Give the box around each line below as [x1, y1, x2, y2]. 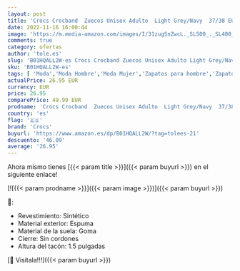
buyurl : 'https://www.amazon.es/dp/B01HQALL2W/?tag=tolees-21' [7, 130, 200, 137]
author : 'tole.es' [7, 51, 62, 58]
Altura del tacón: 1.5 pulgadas [17, 242, 106, 250]
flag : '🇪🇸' [7, 116, 43, 123]
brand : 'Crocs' [7, 123, 53, 131]
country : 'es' [7, 110, 50, 117]
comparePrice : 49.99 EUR [7, 97, 81, 104]
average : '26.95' [7, 143, 59, 150]
